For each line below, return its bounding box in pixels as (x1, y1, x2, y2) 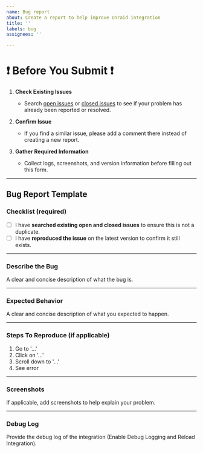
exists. (14, 241, 31, 248)
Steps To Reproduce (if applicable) (6, 331, 110, 340)
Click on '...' (14, 351, 44, 359)
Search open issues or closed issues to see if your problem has (24, 100, 182, 107)
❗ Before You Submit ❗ (6, 64, 114, 78)
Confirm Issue (14, 118, 52, 125)
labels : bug (6, 25, 36, 32)
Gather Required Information (14, 148, 89, 155)
